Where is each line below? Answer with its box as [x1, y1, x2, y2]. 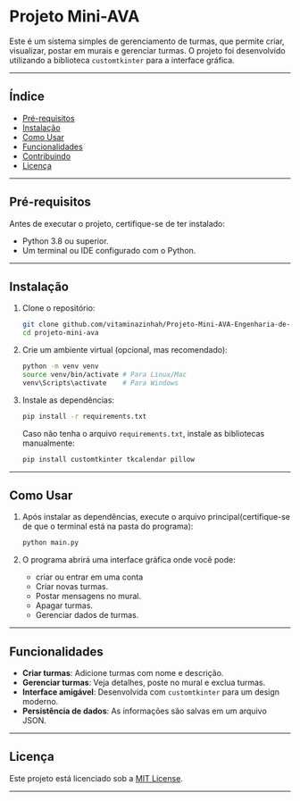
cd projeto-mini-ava [21, 329, 99, 338]
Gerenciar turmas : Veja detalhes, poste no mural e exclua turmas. [21, 677, 266, 688]
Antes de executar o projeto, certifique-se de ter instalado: [9, 218, 225, 229]
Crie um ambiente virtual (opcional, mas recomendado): [21, 345, 228, 355]
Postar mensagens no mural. [35, 591, 141, 602]
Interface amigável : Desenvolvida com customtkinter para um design [21, 687, 279, 697]
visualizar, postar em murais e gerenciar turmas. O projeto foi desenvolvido [9, 45, 286, 55]
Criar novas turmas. [35, 581, 109, 592]
